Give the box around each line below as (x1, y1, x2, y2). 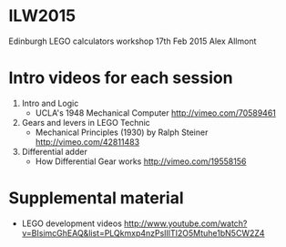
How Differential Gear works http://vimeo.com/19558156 (35, 156, 247, 167)
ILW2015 (8, 5, 77, 26)
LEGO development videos (21, 218, 122, 229)
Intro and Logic (21, 98, 79, 108)
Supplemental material (8, 188, 184, 209)
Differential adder (21, 146, 87, 157)
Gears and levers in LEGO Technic (21, 117, 151, 128)
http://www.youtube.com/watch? (123, 218, 248, 229)
